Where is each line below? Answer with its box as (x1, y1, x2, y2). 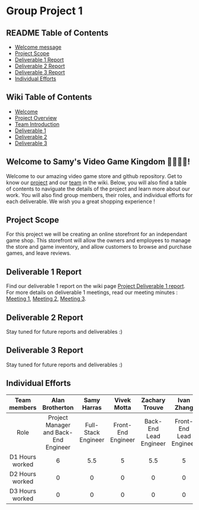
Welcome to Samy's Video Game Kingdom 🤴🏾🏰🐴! (6, 157, 191, 167)
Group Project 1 (6, 4, 83, 18)
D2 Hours (9, 470, 37, 478)
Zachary (141, 396, 166, 404)
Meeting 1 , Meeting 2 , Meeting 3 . (6, 295, 86, 302)
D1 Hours (9, 452, 37, 461)
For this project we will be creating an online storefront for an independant (6, 230, 188, 238)
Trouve (143, 403, 164, 411)
